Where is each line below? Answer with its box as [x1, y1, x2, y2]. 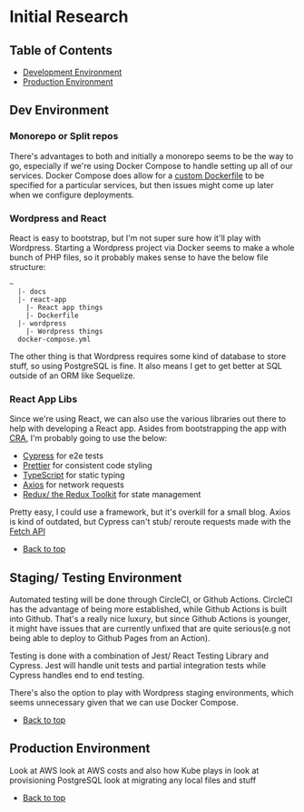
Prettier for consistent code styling [22, 460, 152, 471]
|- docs [17, 286, 47, 296]
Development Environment [22, 66, 123, 77]
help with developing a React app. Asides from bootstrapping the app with [9, 423, 288, 434]
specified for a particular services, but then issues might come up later [9, 179, 274, 190]
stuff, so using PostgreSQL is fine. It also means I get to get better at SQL [9, 360, 283, 371]
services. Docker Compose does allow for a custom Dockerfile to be [9, 170, 265, 181]
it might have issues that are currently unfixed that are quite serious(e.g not [9, 623, 291, 634]
